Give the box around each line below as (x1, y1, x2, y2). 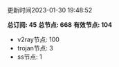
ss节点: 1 (17, 52, 43, 61)
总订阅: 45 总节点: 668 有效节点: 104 (7, 21, 113, 29)
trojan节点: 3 (17, 44, 53, 52)
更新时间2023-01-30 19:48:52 (7, 6, 93, 14)
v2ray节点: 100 (17, 35, 60, 44)
